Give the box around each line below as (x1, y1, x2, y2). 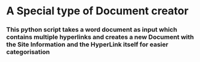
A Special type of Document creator (6, 4, 189, 18)
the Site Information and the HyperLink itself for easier (6, 41, 169, 49)
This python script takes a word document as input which (6, 26, 177, 34)
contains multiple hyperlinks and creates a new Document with (6, 33, 194, 41)
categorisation (6, 48, 50, 56)
